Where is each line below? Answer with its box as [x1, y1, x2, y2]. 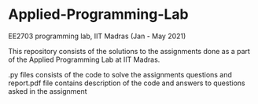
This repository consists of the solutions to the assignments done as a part [8, 46, 250, 56]
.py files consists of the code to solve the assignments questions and [8, 70, 232, 79]
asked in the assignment [8, 86, 88, 95]
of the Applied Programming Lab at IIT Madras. [8, 55, 160, 64]
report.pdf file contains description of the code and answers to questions [8, 78, 245, 88]
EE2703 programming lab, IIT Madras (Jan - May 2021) [8, 31, 186, 41]
